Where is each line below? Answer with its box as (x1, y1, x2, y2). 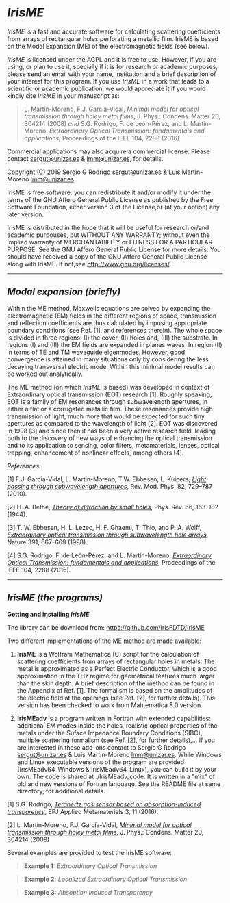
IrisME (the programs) (7, 592, 103, 604)
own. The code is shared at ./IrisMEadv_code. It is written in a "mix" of (16, 772, 216, 780)
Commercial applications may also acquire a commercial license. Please (7, 147, 210, 155)
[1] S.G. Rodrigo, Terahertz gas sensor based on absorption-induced (7, 800, 201, 809)
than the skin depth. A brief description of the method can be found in (16, 679, 215, 687)
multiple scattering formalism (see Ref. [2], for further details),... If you (16, 736, 216, 744)
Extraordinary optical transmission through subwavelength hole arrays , (7, 531, 209, 539)
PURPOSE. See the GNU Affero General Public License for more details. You (7, 245, 221, 253)
